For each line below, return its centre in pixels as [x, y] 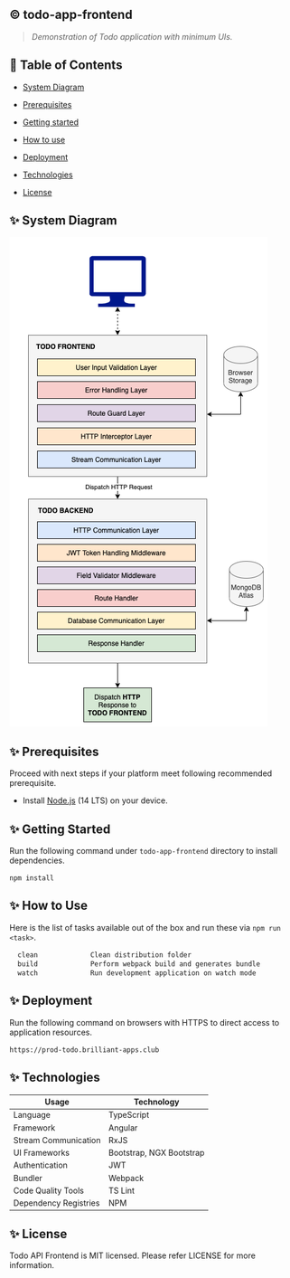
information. [32, 1265]
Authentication [40, 1165]
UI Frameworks [42, 1153]
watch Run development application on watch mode [137, 973]
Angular [123, 1127]
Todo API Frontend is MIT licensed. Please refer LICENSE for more [132, 1255]
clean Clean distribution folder [105, 955]
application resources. [51, 1032]
